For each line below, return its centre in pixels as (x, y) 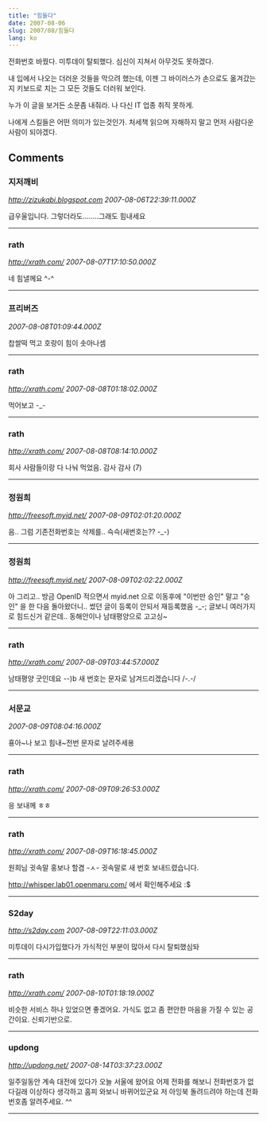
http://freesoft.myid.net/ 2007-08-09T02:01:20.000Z (95, 515)
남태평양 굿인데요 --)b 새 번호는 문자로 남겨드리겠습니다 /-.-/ (102, 678)
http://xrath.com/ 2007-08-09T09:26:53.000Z (84, 788)
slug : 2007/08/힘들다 (42, 30)
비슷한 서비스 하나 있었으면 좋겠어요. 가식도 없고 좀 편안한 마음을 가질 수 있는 (127, 1009)
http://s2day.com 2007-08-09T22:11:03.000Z (83, 930)
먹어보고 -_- (27, 405)
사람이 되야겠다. (33, 132)
